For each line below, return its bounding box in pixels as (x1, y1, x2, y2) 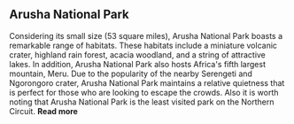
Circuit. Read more (9, 105, 78, 116)
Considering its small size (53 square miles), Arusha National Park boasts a (9, 30, 283, 41)
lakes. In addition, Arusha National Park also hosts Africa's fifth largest (9, 58, 266, 69)
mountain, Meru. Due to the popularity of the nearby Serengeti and (9, 68, 252, 79)
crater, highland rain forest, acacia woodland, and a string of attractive (9, 49, 266, 60)
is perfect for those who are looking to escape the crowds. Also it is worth (9, 87, 279, 97)
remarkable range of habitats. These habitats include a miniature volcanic (9, 40, 277, 50)
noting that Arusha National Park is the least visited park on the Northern (9, 97, 275, 107)
